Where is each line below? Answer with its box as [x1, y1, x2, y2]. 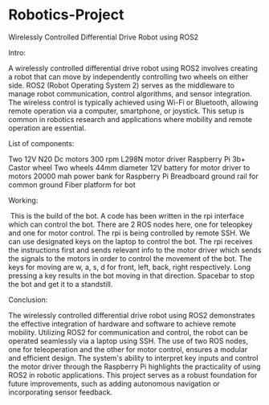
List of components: [8, 138, 75, 148]
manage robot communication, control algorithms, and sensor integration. [8, 88, 252, 98]
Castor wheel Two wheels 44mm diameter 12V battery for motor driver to [8, 162, 251, 172]
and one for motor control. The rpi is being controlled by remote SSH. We [8, 227, 251, 238]
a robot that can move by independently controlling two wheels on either [8, 72, 249, 81]
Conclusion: [8, 295, 48, 305]
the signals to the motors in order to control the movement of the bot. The [8, 253, 252, 263]
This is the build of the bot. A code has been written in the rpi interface [10, 211, 245, 220]
